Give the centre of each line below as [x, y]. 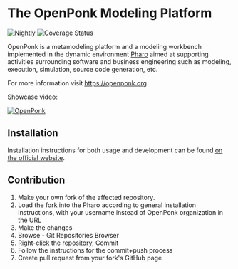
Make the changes [45, 227]
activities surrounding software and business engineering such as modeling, [119, 61]
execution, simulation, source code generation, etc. [83, 69]
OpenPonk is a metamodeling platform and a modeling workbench [104, 46]
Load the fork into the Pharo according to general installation [107, 205]
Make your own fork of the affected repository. [86, 197]
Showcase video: [33, 97]
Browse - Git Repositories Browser [68, 235]
